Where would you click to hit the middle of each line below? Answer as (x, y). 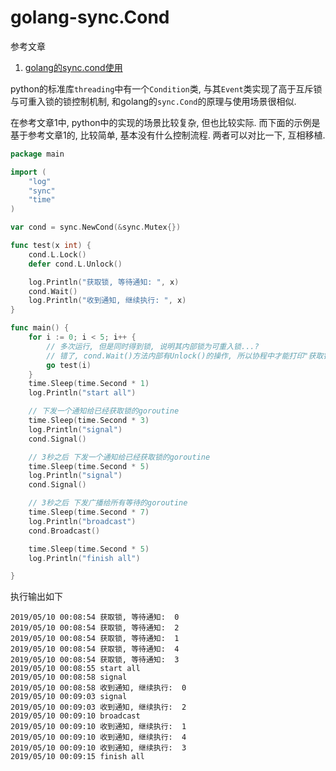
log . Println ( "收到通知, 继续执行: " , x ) (107, 301)
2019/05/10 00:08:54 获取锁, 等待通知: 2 (95, 628)
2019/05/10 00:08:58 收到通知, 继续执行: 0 (98, 688)
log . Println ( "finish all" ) (84, 558)
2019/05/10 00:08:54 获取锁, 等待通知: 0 (95, 617)
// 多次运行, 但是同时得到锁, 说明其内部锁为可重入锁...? (153, 346)
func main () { (40, 328)
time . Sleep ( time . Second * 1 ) (89, 384)
